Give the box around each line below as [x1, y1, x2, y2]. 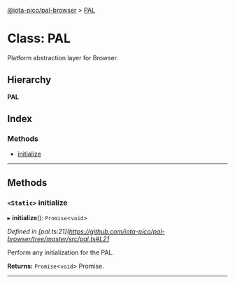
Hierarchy [7, 74, 52, 86]
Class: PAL [7, 31, 71, 46]
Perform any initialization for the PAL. [7, 248, 114, 257]
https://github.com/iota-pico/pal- [69, 227, 166, 236]
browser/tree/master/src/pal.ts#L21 [7, 235, 110, 243]
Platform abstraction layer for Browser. [7, 53, 119, 62]
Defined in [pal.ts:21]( [7, 227, 70, 236]
